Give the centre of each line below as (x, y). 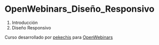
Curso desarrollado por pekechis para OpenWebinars (59, 37)
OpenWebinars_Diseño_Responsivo (79, 9)
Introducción (25, 22)
